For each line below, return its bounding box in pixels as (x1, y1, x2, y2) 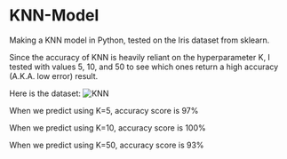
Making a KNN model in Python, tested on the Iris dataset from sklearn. (9, 35, 270, 45)
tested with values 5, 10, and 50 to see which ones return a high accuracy (9, 61, 279, 72)
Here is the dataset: (9, 88, 82, 99)
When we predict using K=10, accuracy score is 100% (9, 122, 206, 133)
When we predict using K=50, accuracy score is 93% (9, 139, 204, 150)
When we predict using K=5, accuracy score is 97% (9, 105, 199, 115)
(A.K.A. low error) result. (9, 70, 99, 81)
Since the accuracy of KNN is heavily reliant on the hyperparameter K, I (9, 52, 271, 62)
